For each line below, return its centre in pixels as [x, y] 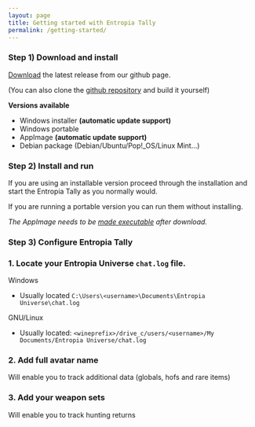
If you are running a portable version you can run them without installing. [126, 206]
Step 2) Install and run [51, 166]
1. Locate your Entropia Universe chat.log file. [97, 263]
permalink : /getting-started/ [58, 30]
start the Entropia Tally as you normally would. [83, 191]
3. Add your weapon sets [57, 398]
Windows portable [49, 129]
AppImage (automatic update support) [83, 137]
